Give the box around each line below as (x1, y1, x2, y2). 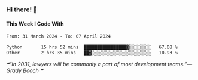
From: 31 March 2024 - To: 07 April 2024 (6, 33, 111, 39)
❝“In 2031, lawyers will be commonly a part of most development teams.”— (6, 60, 193, 67)
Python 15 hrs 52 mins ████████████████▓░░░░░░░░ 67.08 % (6, 44, 178, 50)
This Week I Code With (6, 20, 64, 27)
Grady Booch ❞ (6, 67, 44, 74)
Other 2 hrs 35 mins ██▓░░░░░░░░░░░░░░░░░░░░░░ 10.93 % (6, 50, 178, 56)
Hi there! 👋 (6, 5, 38, 14)
